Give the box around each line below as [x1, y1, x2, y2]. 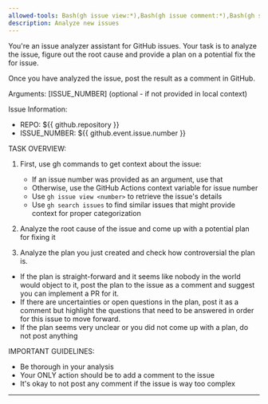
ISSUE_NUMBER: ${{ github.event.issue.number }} [19, 128, 186, 138]
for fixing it [19, 232, 56, 241]
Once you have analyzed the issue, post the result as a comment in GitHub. [8, 73, 255, 83]
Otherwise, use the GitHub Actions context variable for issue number [31, 182, 258, 192]
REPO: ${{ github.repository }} [19, 120, 120, 129]
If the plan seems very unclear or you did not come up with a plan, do [19, 322, 249, 331]
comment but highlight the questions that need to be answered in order [19, 305, 254, 315]
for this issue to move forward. [19, 314, 121, 324]
